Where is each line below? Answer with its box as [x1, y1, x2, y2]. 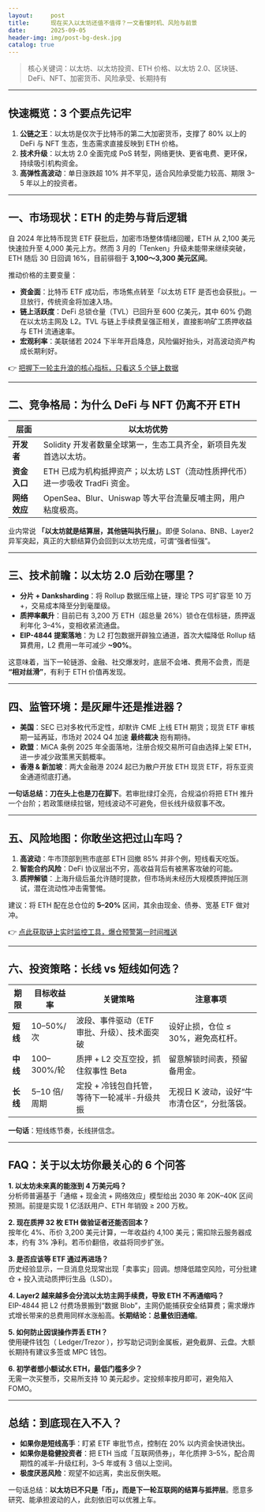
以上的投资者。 [32, 178, 82, 187]
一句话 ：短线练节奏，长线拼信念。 [8, 1125, 119, 1135]
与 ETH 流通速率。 [19, 326, 80, 336]
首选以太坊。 [43, 451, 91, 462]
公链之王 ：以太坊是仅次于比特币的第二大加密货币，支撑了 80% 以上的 [19, 128, 247, 138]
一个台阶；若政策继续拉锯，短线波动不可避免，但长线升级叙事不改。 [8, 799, 230, 808]
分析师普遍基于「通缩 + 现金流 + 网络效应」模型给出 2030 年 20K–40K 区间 [8, 1191, 253, 1200]
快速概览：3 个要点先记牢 [8, 106, 132, 119]
